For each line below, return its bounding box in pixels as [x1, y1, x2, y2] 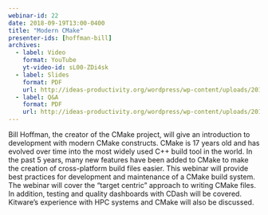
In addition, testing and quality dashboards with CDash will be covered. [8, 189, 242, 198]
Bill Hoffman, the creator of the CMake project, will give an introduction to [8, 130, 250, 139]
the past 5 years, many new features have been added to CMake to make [8, 155, 249, 164]
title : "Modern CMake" [8, 26, 84, 34]
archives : [8, 41, 41, 49]
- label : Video [15, 49, 66, 57]
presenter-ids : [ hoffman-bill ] [8, 33, 112, 42]
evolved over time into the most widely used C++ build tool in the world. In [8, 147, 253, 156]
